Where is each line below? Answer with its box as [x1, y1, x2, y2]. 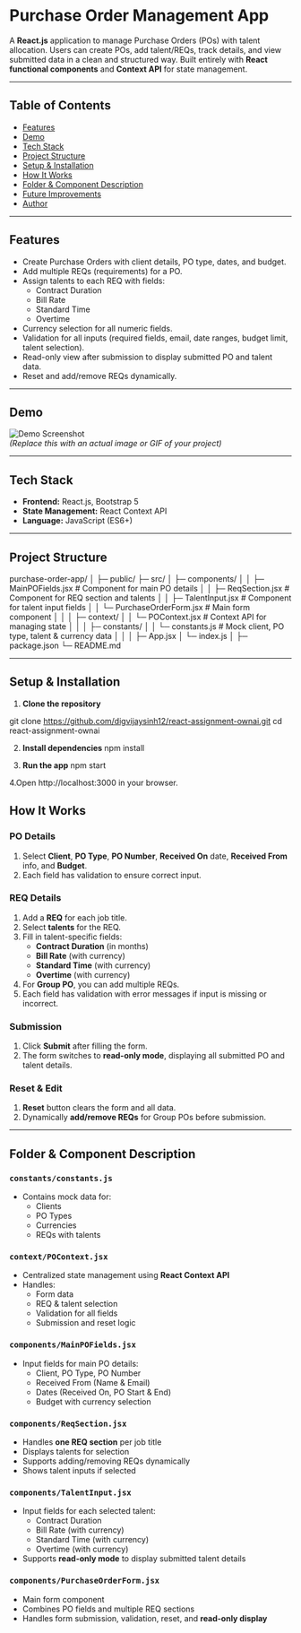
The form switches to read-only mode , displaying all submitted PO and [21, 1050, 285, 1061]
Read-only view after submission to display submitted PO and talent [21, 351, 273, 362]
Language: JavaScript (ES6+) [21, 515, 133, 526]
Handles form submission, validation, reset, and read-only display [21, 1612, 268, 1623]
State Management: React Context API [21, 505, 168, 516]
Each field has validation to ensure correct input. [21, 869, 202, 880]
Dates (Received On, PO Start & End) [35, 1387, 172, 1397]
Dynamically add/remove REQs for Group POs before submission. [21, 1112, 267, 1123]
